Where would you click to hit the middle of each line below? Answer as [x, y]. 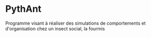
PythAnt [23, 9]
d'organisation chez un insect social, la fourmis [55, 28]
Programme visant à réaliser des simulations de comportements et [75, 23]
